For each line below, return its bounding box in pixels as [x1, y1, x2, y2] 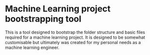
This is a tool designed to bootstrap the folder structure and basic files [5, 29, 145, 35]
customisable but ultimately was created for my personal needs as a [5, 39, 141, 45]
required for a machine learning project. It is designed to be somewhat [5, 34, 145, 40]
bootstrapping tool [5, 13, 81, 24]
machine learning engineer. [5, 44, 60, 50]
